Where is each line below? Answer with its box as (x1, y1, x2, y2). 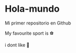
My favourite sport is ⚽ (5, 30, 54, 36)
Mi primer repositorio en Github (5, 20, 71, 26)
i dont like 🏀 (5, 42, 30, 48)
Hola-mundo (5, 3, 60, 15)
